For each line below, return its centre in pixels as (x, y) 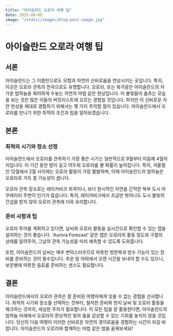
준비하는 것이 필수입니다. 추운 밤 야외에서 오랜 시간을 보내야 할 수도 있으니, (90, 259)
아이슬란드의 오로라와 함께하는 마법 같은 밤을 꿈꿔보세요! (77, 329)
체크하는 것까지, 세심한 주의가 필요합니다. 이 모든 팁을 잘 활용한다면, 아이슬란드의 (86, 309)
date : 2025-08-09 (24, 15)
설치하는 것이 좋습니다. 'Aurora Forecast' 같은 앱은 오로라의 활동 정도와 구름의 (84, 235)
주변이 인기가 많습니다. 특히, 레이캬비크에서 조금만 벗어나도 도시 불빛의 (94, 196)
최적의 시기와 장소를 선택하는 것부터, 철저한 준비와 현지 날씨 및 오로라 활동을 (88, 303)
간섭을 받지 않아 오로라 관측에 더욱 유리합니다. (51, 202)
